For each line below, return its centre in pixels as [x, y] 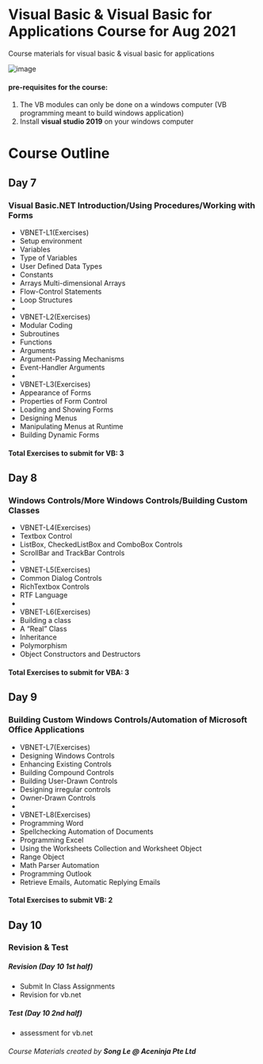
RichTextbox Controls [54, 587]
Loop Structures [46, 300]
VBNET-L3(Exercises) [55, 384]
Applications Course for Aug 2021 [122, 31]
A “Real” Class [43, 629]
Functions [36, 342]
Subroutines [40, 334]
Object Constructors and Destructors [80, 654]
